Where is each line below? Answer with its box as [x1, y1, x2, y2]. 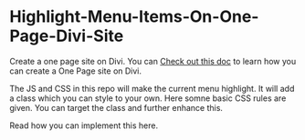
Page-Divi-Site [9, 25, 124, 46]
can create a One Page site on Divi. [9, 65, 142, 76]
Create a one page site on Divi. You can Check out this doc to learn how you [9, 55, 297, 66]
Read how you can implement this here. [9, 120, 158, 131]
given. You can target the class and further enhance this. [9, 102, 224, 113]
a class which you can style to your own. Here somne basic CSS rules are [9, 93, 287, 104]
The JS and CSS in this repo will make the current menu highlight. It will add [9, 83, 295, 94]
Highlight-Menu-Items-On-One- [9, 6, 259, 27]
